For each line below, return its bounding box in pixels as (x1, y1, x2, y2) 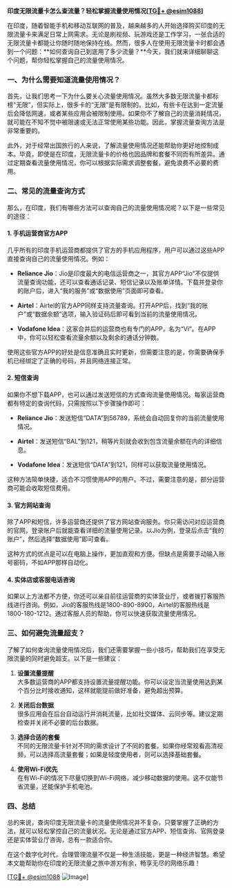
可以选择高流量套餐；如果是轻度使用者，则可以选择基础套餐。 (29, 750, 205, 759)
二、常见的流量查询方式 (7, 186, 85, 196)
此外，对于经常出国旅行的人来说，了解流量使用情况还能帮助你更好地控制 (7, 141, 213, 149)
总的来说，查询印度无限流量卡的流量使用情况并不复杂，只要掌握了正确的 (7, 818, 213, 826)
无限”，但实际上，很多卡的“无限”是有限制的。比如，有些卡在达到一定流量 (16, 100, 224, 109)
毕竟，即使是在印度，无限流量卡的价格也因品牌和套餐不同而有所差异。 (19, 150, 219, 158)
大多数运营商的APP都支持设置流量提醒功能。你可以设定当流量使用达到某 (17, 678, 223, 686)
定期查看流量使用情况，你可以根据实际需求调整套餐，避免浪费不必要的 (12, 158, 213, 167)
